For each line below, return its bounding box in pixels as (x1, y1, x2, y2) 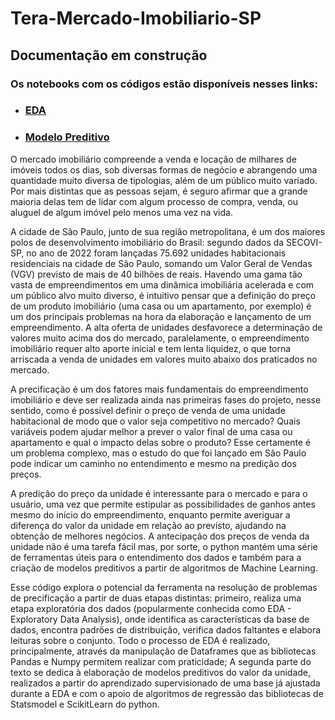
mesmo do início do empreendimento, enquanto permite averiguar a (10, 508, 291, 521)
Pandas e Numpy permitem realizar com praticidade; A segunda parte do (10, 655, 312, 667)
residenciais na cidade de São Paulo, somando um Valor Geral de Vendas (10, 257, 313, 269)
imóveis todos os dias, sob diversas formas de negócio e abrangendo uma (10, 163, 318, 176)
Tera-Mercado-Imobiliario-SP (10, 7, 262, 30)
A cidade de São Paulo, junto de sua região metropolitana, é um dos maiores (10, 225, 326, 237)
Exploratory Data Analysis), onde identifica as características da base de (10, 613, 310, 625)
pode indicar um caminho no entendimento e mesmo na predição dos (10, 457, 297, 469)
